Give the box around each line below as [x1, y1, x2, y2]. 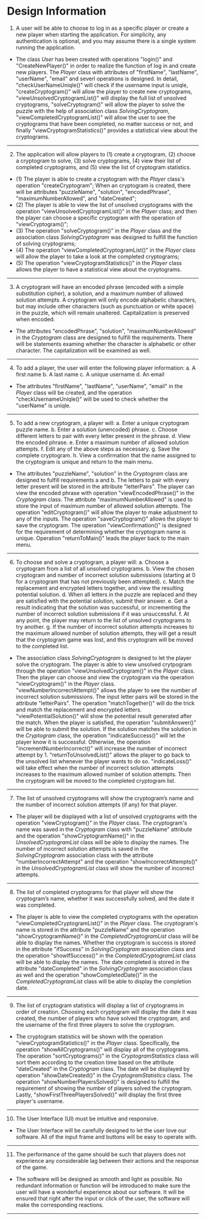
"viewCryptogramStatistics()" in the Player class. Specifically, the [15, 1039, 180, 1047]
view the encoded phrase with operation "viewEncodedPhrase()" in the [15, 489, 195, 496]
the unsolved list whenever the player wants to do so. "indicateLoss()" [15, 757, 192, 764]
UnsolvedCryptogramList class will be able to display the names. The [15, 838, 189, 846]
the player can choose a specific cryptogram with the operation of [15, 214, 182, 221]
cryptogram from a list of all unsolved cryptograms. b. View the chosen [15, 564, 195, 572]
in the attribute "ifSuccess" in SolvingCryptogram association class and [15, 945, 195, 952]
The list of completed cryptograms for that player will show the [15, 888, 174, 895]
